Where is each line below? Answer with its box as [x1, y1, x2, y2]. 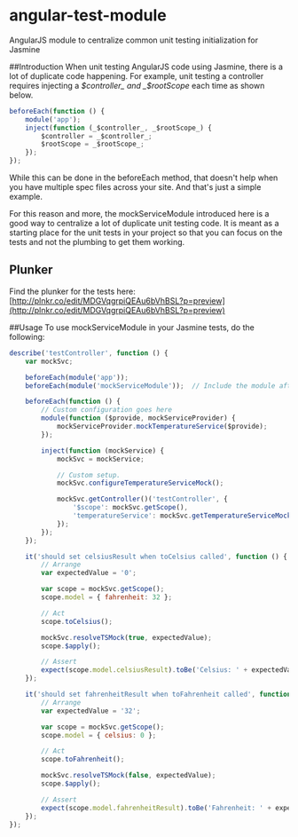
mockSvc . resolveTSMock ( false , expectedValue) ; [41, 771, 216, 780]
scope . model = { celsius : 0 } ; [41, 730, 157, 739]
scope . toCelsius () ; [41, 617, 114, 626]
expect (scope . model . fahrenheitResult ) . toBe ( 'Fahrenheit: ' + [41, 803, 272, 812]
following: [9, 331, 45, 342]
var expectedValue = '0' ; [41, 569, 137, 578]
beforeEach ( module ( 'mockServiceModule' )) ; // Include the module [25, 381, 276, 391]
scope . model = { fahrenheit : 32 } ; [41, 593, 173, 602]
